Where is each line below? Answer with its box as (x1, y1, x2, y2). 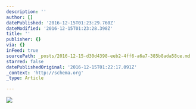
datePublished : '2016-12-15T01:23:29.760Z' (6, 20, 116, 26)
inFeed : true (6, 48, 39, 54)
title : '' (6, 31, 31, 37)
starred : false (6, 58, 44, 64)
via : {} (6, 42, 26, 48)
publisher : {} (6, 36, 42, 42)
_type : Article (6, 75, 44, 81)
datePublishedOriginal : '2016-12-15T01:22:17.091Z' (6, 64, 137, 70)
